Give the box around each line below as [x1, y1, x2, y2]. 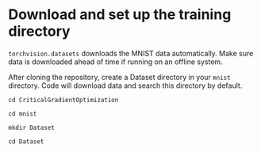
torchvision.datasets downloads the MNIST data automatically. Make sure [8, 48, 254, 58]
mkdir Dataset [8, 123, 56, 131]
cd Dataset [8, 137, 44, 146]
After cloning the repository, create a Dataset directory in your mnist [8, 72, 232, 82]
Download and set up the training [8, 6, 232, 24]
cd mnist [8, 109, 37, 118]
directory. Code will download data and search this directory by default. [8, 81, 243, 90]
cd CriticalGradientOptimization [8, 96, 119, 104]
